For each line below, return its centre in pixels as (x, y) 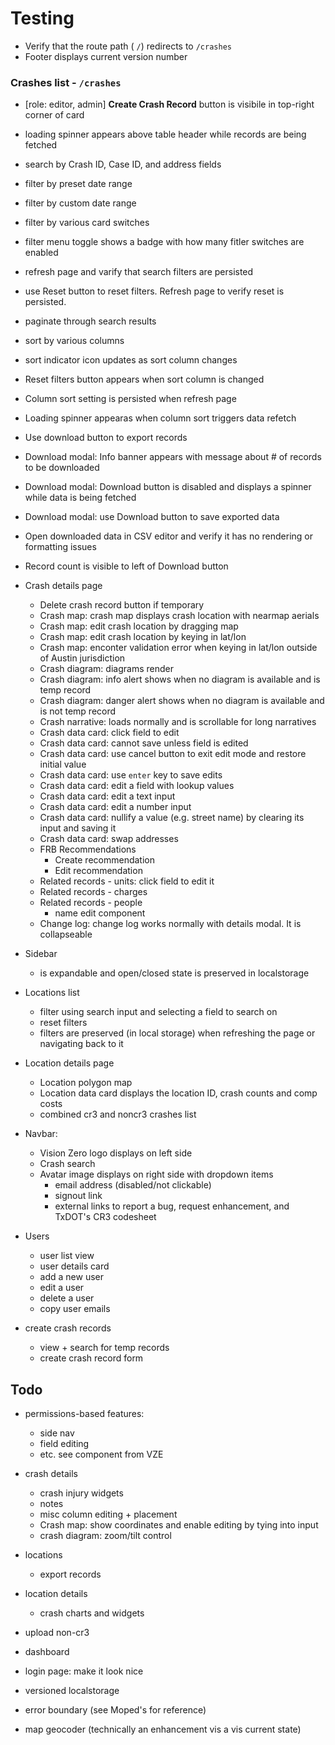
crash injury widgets (81, 1493)
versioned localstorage (72, 1691)
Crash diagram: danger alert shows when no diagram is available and (182, 701)
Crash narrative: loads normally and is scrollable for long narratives (178, 722)
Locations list (52, 993)
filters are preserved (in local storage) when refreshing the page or (177, 1033)
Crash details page (63, 586)
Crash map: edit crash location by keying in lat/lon (143, 637)
